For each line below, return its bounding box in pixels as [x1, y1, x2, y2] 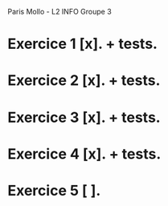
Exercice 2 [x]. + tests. [7, 71, 161, 90]
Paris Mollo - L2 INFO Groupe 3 [7, 7, 112, 16]
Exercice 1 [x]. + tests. [7, 35, 158, 53]
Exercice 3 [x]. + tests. [7, 108, 162, 127]
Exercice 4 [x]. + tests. [7, 144, 162, 163]
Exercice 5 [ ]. [7, 181, 101, 200]
